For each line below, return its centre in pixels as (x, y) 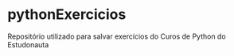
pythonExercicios (67, 15)
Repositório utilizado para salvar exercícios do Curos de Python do (117, 36)
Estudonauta (28, 44)
